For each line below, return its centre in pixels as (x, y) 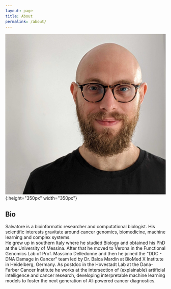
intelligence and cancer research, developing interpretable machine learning (85, 275)
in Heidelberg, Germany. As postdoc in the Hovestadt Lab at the (72, 264)
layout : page (19, 11)
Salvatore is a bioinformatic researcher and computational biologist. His (80, 227)
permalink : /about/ (26, 21)
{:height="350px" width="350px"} (41, 198)
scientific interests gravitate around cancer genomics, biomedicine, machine (85, 232)
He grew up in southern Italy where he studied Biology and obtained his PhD (85, 243)
